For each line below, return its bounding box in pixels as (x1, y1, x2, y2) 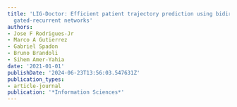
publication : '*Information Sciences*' (7, 89, 125, 96)
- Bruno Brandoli (7, 50, 59, 57)
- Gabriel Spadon (7, 43, 59, 50)
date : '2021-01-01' (7, 63, 65, 70)
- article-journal (7, 82, 61, 89)
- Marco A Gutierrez (7, 37, 68, 44)
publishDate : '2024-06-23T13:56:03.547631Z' (7, 69, 140, 76)
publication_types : (7, 75, 65, 83)
